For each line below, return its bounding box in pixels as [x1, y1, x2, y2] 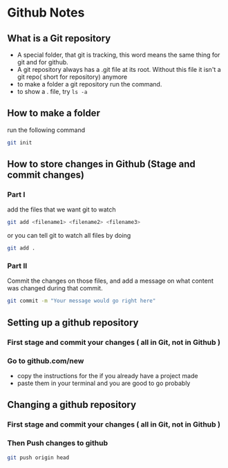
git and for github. [17, 58, 69, 66]
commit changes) [7, 169, 85, 181]
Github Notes [7, 5, 85, 21]
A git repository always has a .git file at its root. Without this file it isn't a [17, 66, 221, 73]
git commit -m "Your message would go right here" [7, 297, 156, 305]
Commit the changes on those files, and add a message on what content [7, 277, 214, 285]
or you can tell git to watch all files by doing [7, 232, 131, 240]
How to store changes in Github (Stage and [7, 158, 196, 170]
